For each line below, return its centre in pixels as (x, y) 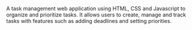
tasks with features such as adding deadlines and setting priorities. (89, 21)
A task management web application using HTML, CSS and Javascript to (96, 9)
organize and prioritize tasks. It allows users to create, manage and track (96, 15)
